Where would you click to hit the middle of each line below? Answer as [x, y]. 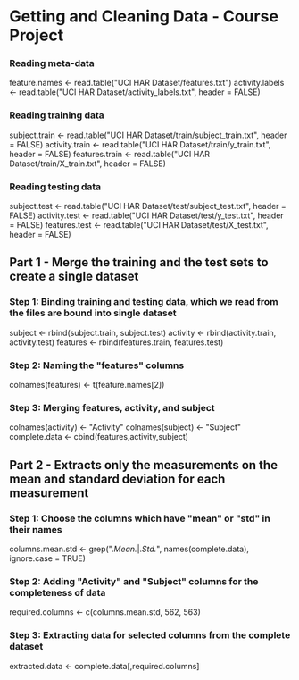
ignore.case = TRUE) [48, 558]
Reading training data [57, 115]
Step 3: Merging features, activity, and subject [112, 407]
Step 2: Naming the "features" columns [97, 365]
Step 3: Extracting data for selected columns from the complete [150, 635]
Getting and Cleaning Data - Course [144, 17]
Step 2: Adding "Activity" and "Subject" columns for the [134, 581]
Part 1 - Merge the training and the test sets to [139, 262]
